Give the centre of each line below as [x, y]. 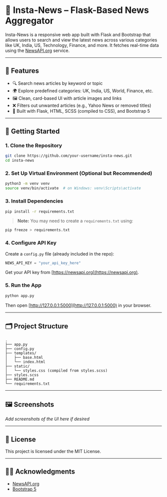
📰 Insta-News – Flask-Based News [77, 10]
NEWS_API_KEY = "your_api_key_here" [43, 263]
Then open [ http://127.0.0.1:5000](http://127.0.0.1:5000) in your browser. [78, 305]
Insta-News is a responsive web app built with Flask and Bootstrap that [78, 34]
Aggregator [29, 21]
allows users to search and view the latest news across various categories [81, 40]
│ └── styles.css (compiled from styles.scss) [56, 371]
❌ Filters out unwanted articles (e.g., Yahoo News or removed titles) [82, 105]
